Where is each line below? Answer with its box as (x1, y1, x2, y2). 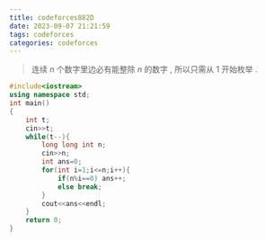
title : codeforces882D (9, 13, 94, 22)
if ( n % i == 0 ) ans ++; (57, 174, 127, 183)
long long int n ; (41, 140, 106, 149)
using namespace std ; (9, 91, 91, 100)
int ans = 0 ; (41, 157, 83, 166)
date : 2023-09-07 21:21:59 (9, 22, 111, 31)
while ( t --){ (25, 132, 70, 141)
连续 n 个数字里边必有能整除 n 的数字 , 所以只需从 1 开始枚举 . (31, 64, 258, 75)
